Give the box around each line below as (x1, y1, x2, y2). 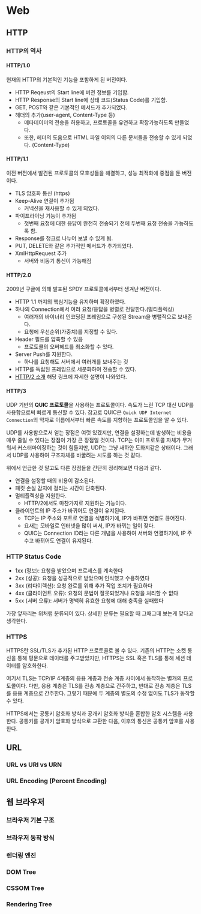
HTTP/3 (6, 387, 26, 394)
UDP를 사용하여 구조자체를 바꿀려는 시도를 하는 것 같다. (12, 451, 142, 459)
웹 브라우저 (6, 796, 45, 807)
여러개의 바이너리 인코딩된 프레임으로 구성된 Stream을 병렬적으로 (23, 313, 177, 320)
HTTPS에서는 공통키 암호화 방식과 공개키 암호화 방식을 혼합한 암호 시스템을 (6, 709, 182, 717)
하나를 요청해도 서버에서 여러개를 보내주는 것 (23, 358, 128, 365)
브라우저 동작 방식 (6, 834, 55, 842)
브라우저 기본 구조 (6, 816, 55, 825)
